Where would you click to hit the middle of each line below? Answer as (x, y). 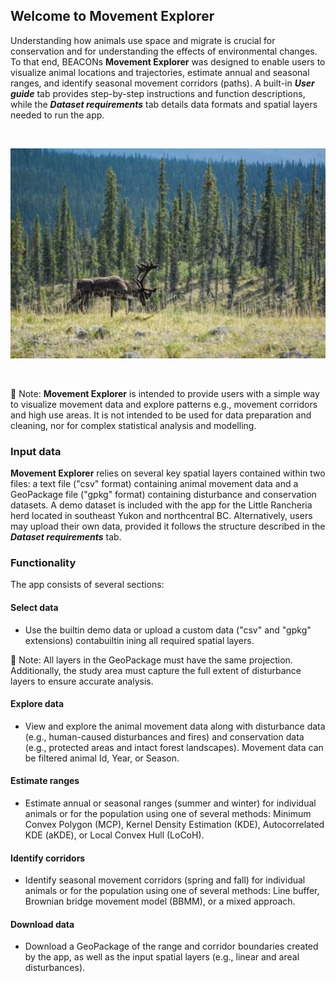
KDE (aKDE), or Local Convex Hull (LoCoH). (114, 835)
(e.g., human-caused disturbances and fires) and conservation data (164, 736)
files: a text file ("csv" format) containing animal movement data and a (154, 484)
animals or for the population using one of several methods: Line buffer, (172, 891)
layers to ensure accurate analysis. (82, 681)
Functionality (43, 563)
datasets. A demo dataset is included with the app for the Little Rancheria (161, 505)
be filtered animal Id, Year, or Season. (102, 758)
